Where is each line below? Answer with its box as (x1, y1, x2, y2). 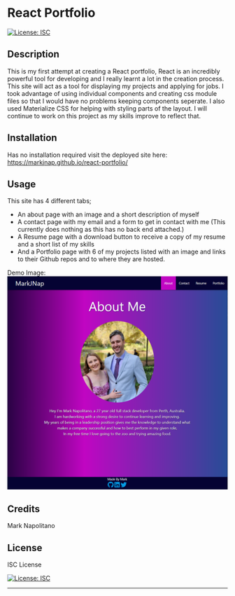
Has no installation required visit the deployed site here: (7, 151, 168, 159)
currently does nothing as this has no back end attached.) (17, 226, 185, 234)
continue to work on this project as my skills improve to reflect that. (7, 111, 201, 120)
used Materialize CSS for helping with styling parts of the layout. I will (7, 104, 208, 113)
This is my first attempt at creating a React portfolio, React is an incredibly (7, 67, 220, 75)
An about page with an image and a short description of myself (17, 210, 199, 219)
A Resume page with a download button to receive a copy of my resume (17, 233, 226, 241)
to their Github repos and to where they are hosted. (17, 255, 166, 263)
